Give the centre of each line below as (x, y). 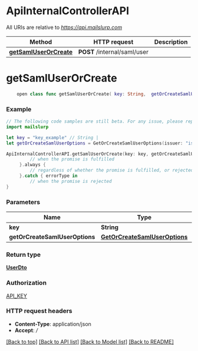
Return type (24, 255)
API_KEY (17, 296)
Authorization (27, 283)
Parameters (23, 202)
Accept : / (26, 330)
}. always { (32, 165)
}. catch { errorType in (48, 176)
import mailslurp (27, 127)
